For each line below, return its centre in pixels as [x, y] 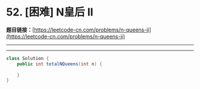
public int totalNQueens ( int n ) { [60, 64]
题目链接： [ [20, 30]
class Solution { [28, 58]
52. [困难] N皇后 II [50, 12]
